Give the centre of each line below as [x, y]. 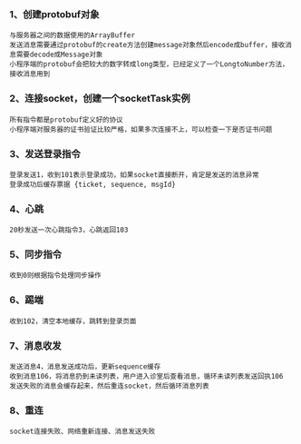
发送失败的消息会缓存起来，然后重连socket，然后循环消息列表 [110, 386]
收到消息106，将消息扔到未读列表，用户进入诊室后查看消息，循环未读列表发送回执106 [146, 377]
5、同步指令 [35, 254]
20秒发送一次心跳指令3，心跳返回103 [69, 230]
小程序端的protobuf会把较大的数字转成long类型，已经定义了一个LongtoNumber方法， [149, 64]
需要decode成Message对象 [59, 55]
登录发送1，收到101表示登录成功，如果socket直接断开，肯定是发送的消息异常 [135, 174]
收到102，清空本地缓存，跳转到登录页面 [73, 321]
